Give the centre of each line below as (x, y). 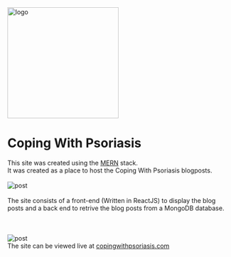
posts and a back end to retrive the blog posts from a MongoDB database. (116, 208)
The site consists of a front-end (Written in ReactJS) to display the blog (112, 200)
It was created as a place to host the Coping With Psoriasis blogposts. (110, 170)
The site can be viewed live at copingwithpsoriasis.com (88, 246)
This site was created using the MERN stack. (73, 163)
